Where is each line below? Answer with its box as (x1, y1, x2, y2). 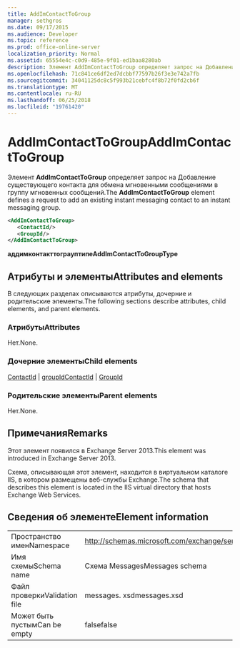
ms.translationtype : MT (7, 83, 79, 91)
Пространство (11, 531, 61, 541)
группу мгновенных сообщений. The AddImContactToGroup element (7, 188, 215, 196)
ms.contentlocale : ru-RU (7, 90, 81, 97)
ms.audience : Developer (7, 30, 79, 38)
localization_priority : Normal (7, 51, 101, 58)
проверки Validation (11, 590, 78, 600)
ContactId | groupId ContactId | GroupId (7, 373, 123, 381)
